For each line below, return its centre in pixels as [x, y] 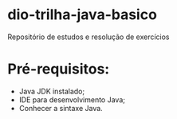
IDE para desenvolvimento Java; [72, 99]
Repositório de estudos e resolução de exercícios [88, 37]
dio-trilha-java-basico [82, 15]
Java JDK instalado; [52, 91]
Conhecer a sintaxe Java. [61, 108]
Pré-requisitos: [59, 69]
